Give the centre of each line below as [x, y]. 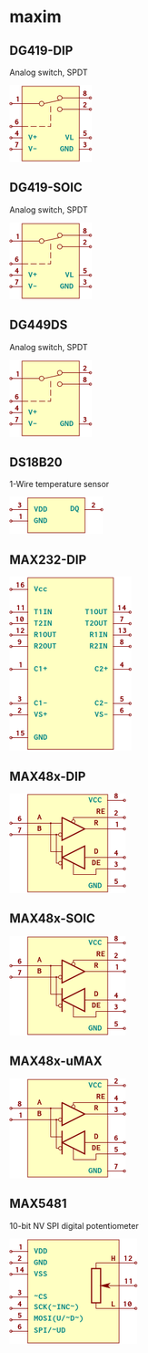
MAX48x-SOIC [52, 919]
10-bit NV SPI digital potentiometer [74, 1225]
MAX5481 [38, 1204]
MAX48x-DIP [48, 776]
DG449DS [39, 325]
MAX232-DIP [48, 560]
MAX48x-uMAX [56, 1062]
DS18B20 [36, 463]
